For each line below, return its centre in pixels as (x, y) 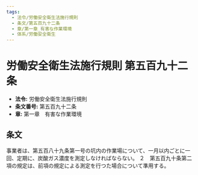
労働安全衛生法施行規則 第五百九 (87, 66)
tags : (13, 12)
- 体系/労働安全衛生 (34, 34)
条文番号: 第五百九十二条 (46, 107)
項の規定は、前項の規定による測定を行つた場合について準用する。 (88, 165)
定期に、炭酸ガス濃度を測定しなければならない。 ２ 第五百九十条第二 (104, 158)
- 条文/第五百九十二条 (36, 23)
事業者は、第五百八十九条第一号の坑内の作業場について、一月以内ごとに (96, 150)
